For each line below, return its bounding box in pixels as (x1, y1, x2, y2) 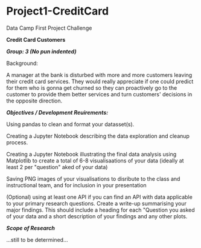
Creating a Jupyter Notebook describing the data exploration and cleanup (6, 132, 190, 139)
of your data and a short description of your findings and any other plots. (6, 212, 188, 220)
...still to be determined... (6, 236, 68, 243)
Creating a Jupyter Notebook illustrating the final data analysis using (6, 150, 177, 158)
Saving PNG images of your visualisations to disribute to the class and (6, 175, 180, 183)
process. (6, 138, 28, 146)
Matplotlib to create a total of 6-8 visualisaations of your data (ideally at (6, 156, 184, 164)
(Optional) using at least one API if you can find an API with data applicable (6, 193, 193, 201)
